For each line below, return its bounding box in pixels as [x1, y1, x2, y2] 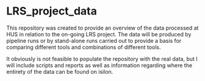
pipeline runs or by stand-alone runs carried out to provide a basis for [6, 37, 182, 44]
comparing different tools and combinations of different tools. [6, 44, 161, 51]
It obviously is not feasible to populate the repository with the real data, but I [6, 55, 198, 62]
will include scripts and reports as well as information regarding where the [6, 62, 193, 69]
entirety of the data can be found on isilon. [6, 68, 113, 75]
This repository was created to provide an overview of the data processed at [6, 24, 199, 31]
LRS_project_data [6, 4, 98, 18]
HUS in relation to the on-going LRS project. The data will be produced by [6, 30, 192, 37]
